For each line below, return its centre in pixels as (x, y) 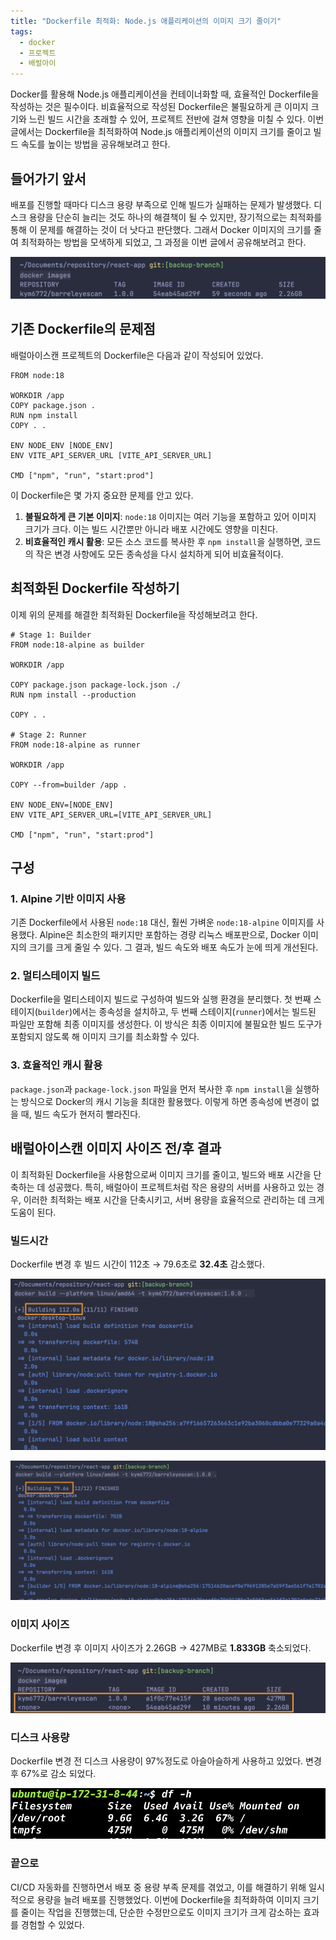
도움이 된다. (33, 1212)
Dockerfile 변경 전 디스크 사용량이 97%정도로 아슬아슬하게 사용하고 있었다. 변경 (166, 1761)
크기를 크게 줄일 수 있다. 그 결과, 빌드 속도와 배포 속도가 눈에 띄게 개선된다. (173, 947)
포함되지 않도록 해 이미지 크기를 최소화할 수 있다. (105, 1037)
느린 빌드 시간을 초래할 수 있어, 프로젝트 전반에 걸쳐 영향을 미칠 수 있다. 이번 (176, 119)
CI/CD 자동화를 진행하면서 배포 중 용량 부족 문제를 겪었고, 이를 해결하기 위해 (158, 1887)
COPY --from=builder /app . (69, 785)
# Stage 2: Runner (48, 735)
